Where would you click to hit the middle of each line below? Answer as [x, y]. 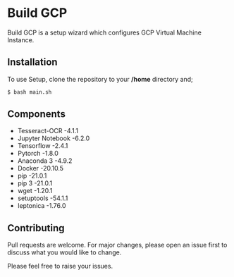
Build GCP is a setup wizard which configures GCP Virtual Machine [105, 32]
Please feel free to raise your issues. [60, 266]
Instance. [21, 39]
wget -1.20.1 [35, 191]
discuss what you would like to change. [64, 252]
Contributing [36, 228]
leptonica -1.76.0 [42, 206]
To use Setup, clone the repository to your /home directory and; [100, 79]
